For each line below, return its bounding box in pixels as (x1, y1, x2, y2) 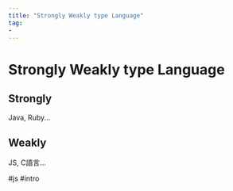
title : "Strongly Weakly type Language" (8, 11, 145, 20)
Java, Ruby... (8, 113, 51, 123)
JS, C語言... (8, 158, 46, 167)
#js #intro (8, 174, 40, 183)
